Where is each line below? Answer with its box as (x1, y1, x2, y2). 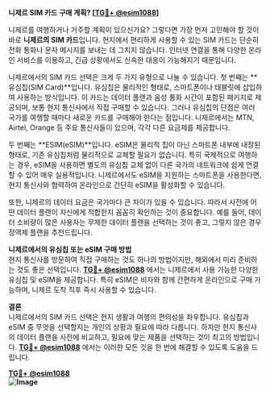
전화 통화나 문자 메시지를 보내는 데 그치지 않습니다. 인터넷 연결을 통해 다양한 (8, 45, 247, 55)
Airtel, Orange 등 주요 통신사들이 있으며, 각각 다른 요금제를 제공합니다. (8, 123, 231, 132)
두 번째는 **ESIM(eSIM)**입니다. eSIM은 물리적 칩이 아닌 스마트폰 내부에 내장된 (8, 140, 261, 149)
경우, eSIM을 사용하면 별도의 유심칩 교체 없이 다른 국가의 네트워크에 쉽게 (16, 160, 244, 169)
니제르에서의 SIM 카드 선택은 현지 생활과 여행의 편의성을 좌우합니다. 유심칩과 (8, 312, 250, 322)
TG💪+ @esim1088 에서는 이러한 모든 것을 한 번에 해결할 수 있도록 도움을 (19, 343, 250, 351)
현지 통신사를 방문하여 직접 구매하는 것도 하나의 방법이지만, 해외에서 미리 (8, 255, 236, 264)
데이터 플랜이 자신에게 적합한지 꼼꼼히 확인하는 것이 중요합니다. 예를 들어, (16, 207, 247, 217)
